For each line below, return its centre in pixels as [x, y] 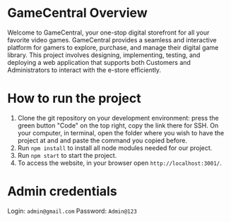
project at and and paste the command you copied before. [102, 140]
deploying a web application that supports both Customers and [99, 62]
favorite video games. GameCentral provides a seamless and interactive [112, 39]
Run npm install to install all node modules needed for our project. [115, 148]
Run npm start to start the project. [67, 155]
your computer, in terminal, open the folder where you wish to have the [121, 132]
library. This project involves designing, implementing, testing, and [104, 55]
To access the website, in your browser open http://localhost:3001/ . [119, 163]
